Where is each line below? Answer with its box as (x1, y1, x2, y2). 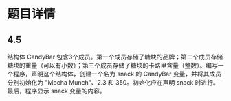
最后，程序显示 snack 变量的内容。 (7, 87, 107, 95)
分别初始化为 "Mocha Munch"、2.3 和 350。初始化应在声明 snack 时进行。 (7, 78, 220, 86)
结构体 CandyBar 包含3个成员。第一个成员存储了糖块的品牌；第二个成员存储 (7, 53, 223, 61)
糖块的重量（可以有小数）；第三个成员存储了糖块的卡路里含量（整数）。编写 (7, 61, 218, 69)
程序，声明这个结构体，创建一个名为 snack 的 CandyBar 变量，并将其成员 (12, 70, 222, 78)
